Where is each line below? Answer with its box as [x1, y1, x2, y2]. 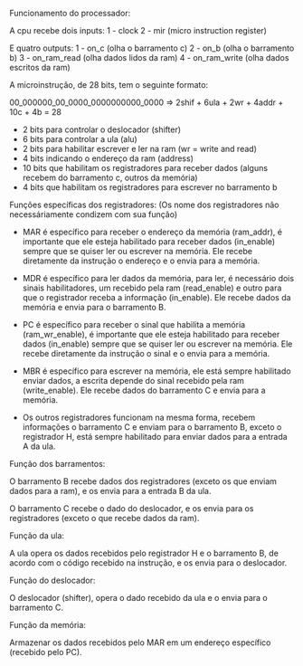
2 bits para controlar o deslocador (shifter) [22, 124, 182, 135]
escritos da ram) [9, 62, 71, 72]
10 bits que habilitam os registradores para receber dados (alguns [22, 163, 269, 173]
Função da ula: [9, 530, 65, 541]
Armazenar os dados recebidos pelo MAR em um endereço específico [9, 637, 271, 648]
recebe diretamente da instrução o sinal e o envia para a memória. [22, 348, 270, 358]
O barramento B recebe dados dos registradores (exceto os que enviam [9, 476, 278, 487]
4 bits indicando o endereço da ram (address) [22, 153, 194, 164]
